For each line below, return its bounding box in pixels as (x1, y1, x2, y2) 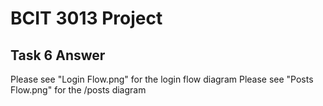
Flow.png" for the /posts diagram (10, 84, 147, 96)
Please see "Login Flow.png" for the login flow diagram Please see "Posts (10, 73, 314, 85)
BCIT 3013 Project (10, 7, 163, 30)
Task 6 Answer (10, 47, 106, 64)
